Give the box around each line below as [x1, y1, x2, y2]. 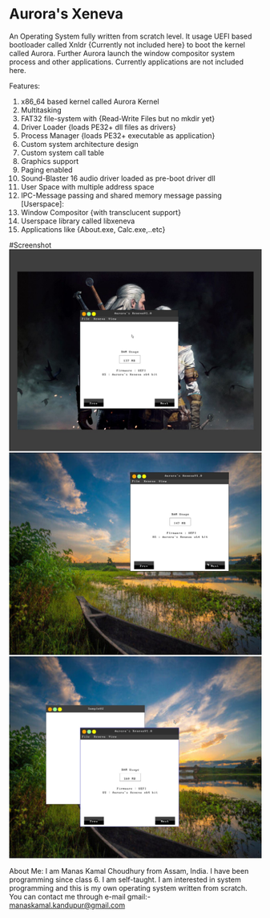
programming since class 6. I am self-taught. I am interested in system [9, 875, 241, 884]
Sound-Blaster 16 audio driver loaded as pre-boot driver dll [20, 173, 216, 183]
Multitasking [20, 105, 62, 115]
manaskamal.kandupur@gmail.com [9, 900, 126, 910]
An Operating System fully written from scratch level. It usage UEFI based [9, 31, 252, 41]
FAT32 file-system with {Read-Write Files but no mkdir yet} [20, 113, 216, 123]
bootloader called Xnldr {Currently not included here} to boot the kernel [9, 39, 245, 49]
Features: [9, 81, 41, 91]
